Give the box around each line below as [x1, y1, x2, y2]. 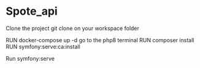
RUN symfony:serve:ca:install [6, 43, 80, 50]
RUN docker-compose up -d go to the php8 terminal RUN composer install [6, 36, 194, 43]
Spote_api [6, 4, 58, 18]
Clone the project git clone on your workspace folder [6, 25, 139, 32]
